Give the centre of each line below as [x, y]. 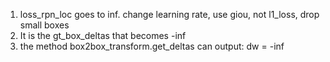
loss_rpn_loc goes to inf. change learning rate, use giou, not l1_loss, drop [169, 14]
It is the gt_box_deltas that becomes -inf [103, 35]
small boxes [44, 25]
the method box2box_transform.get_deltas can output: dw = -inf [152, 46]
